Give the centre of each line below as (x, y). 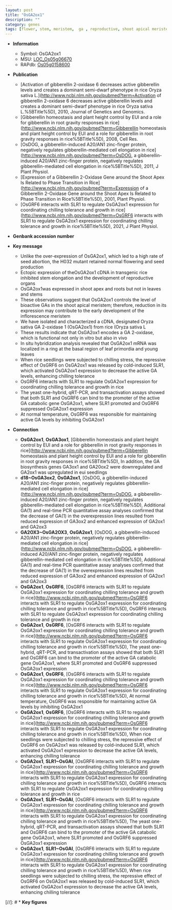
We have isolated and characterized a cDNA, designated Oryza (87, 322)
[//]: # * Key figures (26, 902)
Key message (27, 246)
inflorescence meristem (45, 316)
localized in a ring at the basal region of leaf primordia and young (89, 349)
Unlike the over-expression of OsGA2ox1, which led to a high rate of (92, 256)
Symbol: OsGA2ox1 (40, 54)
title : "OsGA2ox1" (25, 15)
